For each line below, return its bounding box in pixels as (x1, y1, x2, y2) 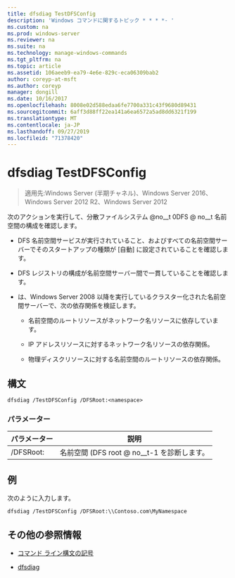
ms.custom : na (7, 23, 49, 30)
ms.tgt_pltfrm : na (7, 56, 61, 63)
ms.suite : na (7, 43, 46, 50)
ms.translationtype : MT (7, 115, 77, 122)
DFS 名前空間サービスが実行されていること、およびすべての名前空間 (17, 236, 216, 245)
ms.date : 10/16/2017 (7, 96, 68, 103)
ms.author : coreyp (7, 82, 61, 89)
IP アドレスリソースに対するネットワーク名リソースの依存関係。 (27, 340, 214, 349)
